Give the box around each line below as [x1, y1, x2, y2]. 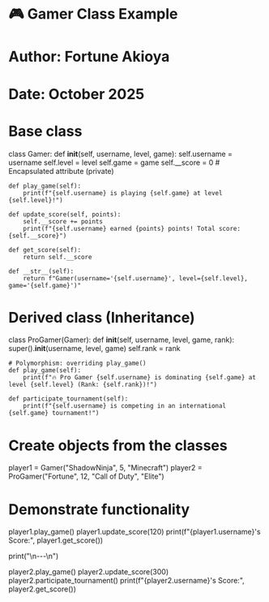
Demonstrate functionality [8, 500, 190, 518]
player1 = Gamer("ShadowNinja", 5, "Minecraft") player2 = [8, 463, 203, 473]
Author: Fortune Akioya [8, 48, 170, 66]
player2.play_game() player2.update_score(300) [8, 567, 169, 577]
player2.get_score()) [8, 584, 77, 594]
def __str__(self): [8, 267, 75, 275]
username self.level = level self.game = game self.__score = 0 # [8, 158, 220, 167]
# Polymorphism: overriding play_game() [8, 359, 147, 368]
